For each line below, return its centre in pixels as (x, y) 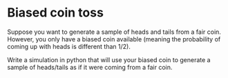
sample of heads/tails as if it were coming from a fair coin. (90, 67)
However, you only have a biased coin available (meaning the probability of (114, 39)
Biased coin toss (55, 13)
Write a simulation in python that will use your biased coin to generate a (109, 59)
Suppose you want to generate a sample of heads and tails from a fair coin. (114, 32)
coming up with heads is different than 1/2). (69, 46)
